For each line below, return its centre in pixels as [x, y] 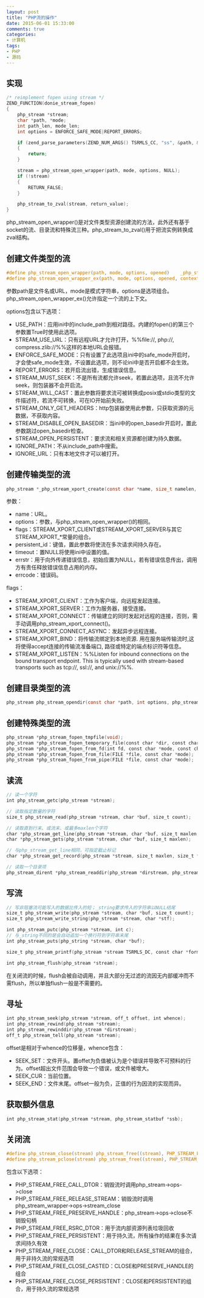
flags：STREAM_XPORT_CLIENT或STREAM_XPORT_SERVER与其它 [98, 529]
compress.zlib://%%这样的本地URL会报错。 [70, 347]
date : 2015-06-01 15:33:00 [40, 23]
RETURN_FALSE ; [46, 187]
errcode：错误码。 [38, 575]
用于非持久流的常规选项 [44, 1258]
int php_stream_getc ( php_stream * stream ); [61, 800]
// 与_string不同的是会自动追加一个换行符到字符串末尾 [67, 935]
